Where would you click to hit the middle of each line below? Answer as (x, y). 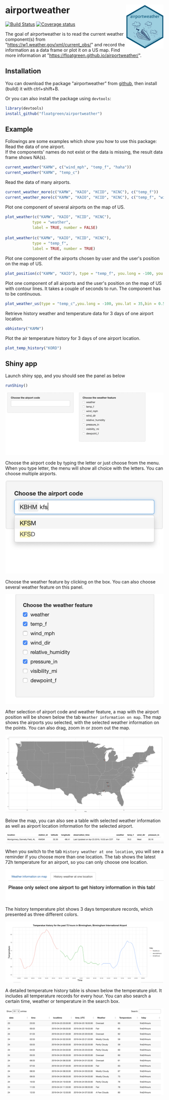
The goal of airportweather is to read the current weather (65, 34)
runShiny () (17, 386)
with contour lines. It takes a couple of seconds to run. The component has (83, 288)
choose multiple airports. (31, 474)
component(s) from (25, 39)
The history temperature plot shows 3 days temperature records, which (79, 909)
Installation (23, 71)
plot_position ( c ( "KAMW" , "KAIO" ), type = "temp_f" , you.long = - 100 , (80, 273)
